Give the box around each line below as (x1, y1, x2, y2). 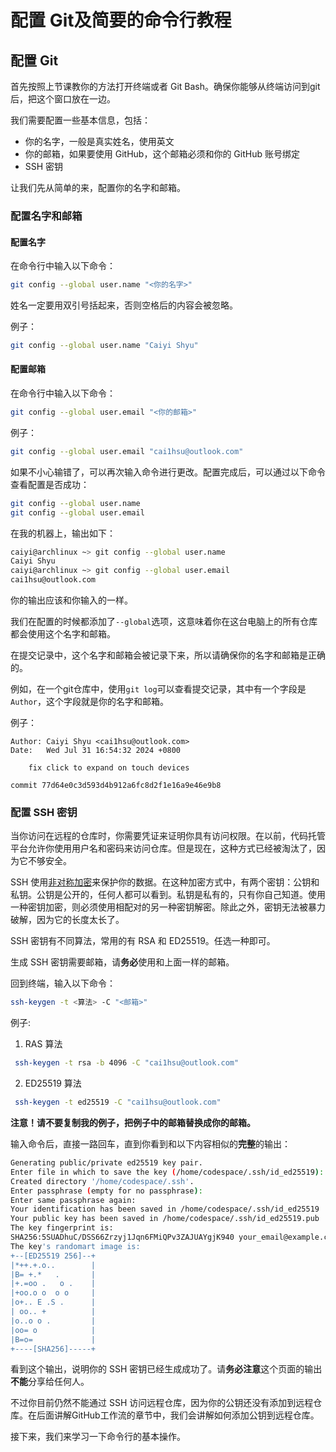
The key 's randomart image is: (10, 1241, 141, 1251)
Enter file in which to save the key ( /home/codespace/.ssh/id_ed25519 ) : (10, 1167, 325, 1177)
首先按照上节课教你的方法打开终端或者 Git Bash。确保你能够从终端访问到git (10, 81, 321, 92)
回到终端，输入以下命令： (10, 977, 116, 990)
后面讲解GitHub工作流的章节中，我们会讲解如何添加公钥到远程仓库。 (36, 1409, 320, 1421)
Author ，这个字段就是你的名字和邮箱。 (10, 696, 169, 708)
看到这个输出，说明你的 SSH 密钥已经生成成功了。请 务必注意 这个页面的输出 (10, 1363, 323, 1375)
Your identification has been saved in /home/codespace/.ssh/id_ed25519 (10, 1204, 320, 1215)
